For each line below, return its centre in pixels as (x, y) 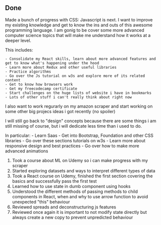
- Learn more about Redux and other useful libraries (61, 67)
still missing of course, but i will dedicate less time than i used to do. (74, 126)
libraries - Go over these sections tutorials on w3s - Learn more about (75, 140)
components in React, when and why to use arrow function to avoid (80, 196)
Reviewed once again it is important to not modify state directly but (80, 212)
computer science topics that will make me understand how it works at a (78, 35)
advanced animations (27, 151)
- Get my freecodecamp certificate (41, 89)
